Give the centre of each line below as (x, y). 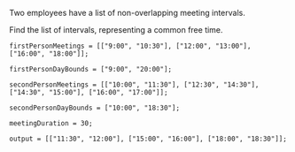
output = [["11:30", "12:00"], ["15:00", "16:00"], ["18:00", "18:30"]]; (148, 139)
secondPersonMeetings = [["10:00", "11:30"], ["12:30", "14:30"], (134, 85)
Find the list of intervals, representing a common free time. (116, 30)
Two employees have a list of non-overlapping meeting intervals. (127, 13)
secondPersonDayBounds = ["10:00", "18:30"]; (94, 108)
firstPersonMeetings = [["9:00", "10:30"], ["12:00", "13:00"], (130, 46)
